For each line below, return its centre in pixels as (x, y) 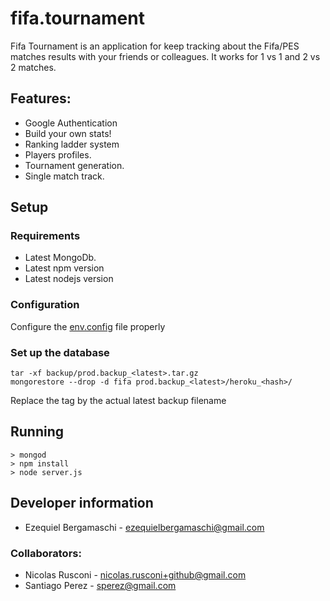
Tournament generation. (74, 165)
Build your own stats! (68, 133)
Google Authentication (71, 123)
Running (37, 432)
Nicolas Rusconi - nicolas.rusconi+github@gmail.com (135, 574)
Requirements (45, 236)
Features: (41, 98)
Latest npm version (64, 268)
